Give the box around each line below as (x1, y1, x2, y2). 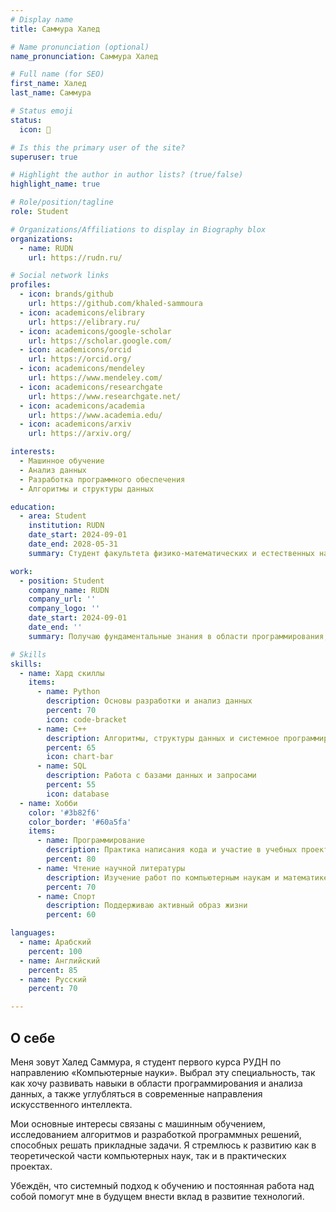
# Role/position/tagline (10, 197, 114, 208)
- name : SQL (36, 761, 87, 771)
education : (10, 502, 56, 512)
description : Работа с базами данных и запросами (46, 771, 257, 781)
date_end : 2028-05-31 (28, 539, 118, 549)
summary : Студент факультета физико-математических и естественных (28, 548, 315, 558)
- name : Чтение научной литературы (36, 863, 186, 873)
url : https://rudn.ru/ (28, 252, 123, 263)
